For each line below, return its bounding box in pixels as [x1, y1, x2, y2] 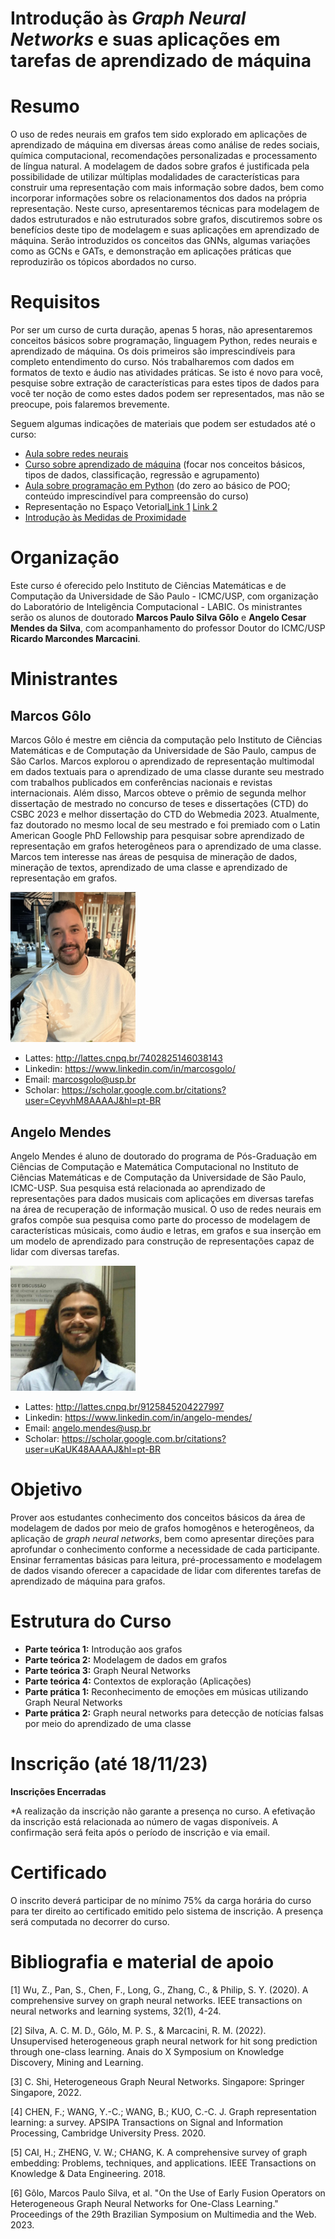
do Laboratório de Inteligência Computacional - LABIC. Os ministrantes [10, 601, 303, 612]
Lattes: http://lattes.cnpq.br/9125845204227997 [24, 1401, 225, 1413]
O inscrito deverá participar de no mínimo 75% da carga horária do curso [10, 1894, 312, 1906]
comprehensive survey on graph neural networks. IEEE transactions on [10, 1994, 303, 2006]
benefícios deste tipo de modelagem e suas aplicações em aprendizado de [10, 224, 320, 236]
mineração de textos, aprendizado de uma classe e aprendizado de [10, 862, 288, 873]
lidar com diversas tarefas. [10, 1246, 120, 1258]
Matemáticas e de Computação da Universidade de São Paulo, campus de [10, 745, 317, 756]
